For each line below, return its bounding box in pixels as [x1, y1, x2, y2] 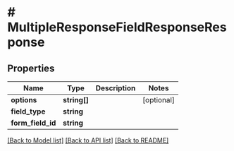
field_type [11, 107, 46, 116]
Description [95, 83, 136, 92]
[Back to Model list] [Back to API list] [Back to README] [7, 136, 169, 145]
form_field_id [11, 118, 56, 128]
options [11, 95, 37, 104]
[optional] [142, 95, 175, 104]
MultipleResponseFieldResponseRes [7, 19, 227, 35]
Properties [7, 62, 55, 74]
